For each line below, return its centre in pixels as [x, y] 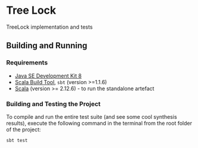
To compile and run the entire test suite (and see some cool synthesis [92, 116]
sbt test [17, 140]
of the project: [24, 129]
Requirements [27, 63]
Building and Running [47, 46]
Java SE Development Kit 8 [48, 76]
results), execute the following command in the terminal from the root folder [99, 123]
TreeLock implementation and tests [49, 27]
